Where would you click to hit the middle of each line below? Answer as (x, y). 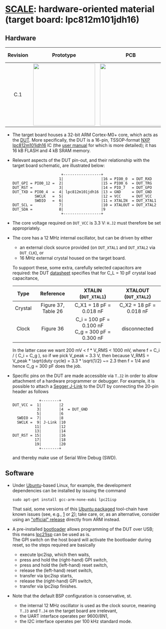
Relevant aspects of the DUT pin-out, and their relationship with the (81, 160)
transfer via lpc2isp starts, (46, 575)
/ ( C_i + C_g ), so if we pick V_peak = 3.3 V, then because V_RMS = (81, 355)
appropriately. (26, 228)
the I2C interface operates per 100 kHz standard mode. (76, 621)
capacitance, (25, 278)
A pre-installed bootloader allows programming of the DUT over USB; (83, 529)
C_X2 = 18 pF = (138, 305)
